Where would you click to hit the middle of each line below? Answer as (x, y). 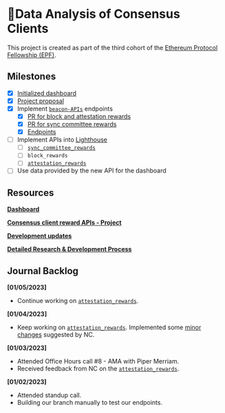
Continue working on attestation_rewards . (78, 301)
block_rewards (47, 156)
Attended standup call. (49, 395)
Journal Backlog (43, 271)
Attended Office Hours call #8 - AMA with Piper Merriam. (98, 361)
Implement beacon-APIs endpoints (65, 109)
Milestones (32, 77)
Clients (28, 29)
